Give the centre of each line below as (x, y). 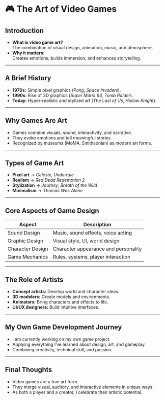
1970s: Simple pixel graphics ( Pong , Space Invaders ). (67, 90)
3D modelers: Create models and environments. (61, 297)
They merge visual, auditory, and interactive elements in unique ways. (83, 387)
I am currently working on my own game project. (61, 339)
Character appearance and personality (97, 249)
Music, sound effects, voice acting (92, 233)
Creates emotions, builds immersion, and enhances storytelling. (77, 58)
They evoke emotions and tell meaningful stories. (62, 137)
